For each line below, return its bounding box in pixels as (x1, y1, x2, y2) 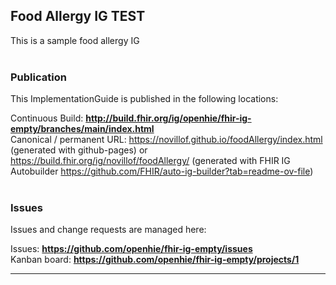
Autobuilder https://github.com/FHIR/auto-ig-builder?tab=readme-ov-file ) (10, 165, 314, 178)
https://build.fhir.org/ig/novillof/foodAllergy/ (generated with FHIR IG (10, 155, 291, 167)
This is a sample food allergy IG (10, 34, 140, 46)
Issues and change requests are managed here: (10, 224, 207, 236)
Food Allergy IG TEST (10, 8, 146, 25)
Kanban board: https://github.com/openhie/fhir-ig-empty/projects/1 (10, 254, 300, 266)
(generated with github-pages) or (10, 144, 148, 156)
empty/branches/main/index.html (10, 123, 155, 135)
